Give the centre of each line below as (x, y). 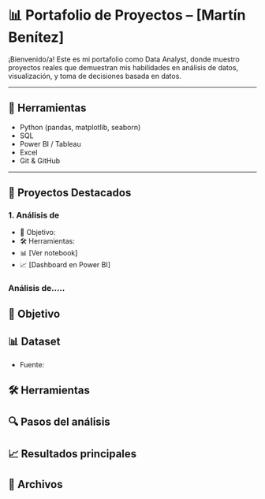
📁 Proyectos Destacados (70, 193)
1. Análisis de (34, 215)
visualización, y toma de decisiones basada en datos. (95, 76)
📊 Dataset (34, 342)
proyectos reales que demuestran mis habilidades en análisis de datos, (123, 67)
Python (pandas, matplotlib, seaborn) (80, 127)
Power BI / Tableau (50, 143)
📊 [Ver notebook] (49, 253)
